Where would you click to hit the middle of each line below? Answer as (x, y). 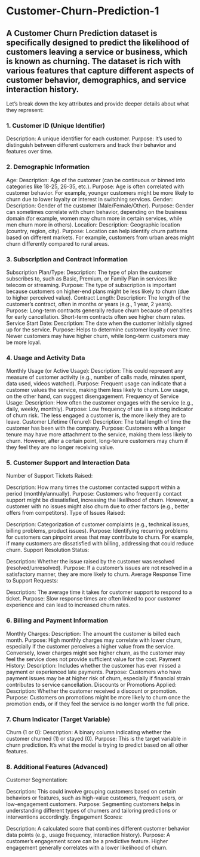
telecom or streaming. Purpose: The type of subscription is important (91, 285)
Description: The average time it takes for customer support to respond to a (99, 592)
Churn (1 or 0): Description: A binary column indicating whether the (89, 732)
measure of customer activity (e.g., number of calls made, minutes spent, (96, 377)
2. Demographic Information (48, 167)
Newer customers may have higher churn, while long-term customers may (98, 336)
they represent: (25, 110)
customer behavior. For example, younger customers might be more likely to (100, 192)
